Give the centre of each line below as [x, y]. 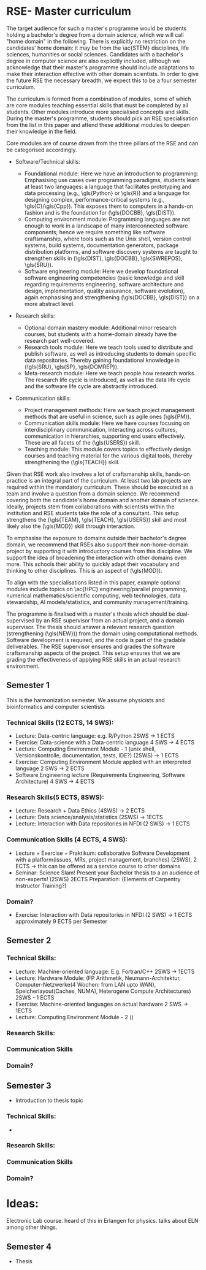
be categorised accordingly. [42, 150]
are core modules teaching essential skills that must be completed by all [97, 105]
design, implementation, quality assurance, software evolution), [105, 291]
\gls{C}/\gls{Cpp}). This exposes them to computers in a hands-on [109, 206]
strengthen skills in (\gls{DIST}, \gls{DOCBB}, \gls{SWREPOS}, [103, 258]
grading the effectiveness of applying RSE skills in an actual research [93, 659]
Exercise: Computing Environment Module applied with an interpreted [103, 762]
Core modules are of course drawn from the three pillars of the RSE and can [102, 143]
